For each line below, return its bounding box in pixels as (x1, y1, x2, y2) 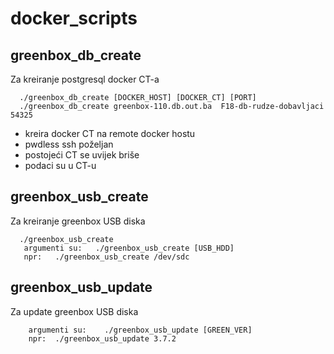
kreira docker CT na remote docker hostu (24, 128, 196, 139)
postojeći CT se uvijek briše (24, 149, 140, 161)
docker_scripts (10, 7, 138, 30)
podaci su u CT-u (24, 160, 97, 171)
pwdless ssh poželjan (24, 138, 114, 150)
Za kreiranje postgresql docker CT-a (10, 73, 160, 85)
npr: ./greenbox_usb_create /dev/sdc (23, 252, 190, 262)
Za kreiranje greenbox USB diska (10, 215, 146, 227)
